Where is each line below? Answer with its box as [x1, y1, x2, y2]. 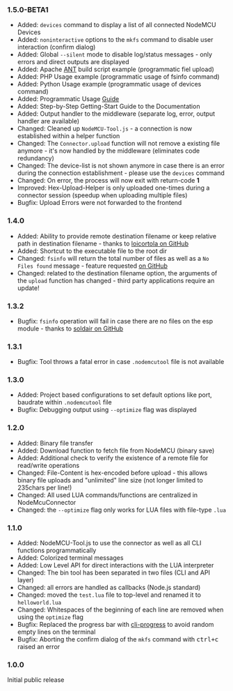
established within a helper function [17, 132, 120, 140]
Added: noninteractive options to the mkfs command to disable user [17, 36, 214, 44]
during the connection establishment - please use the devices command [17, 169, 225, 177]
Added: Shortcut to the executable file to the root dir [17, 246, 167, 255]
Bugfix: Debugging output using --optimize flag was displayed [17, 406, 197, 414]
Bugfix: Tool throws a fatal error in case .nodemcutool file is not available [17, 358, 225, 366]
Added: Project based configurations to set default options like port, [17, 390, 212, 399]
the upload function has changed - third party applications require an [17, 276, 215, 284]
